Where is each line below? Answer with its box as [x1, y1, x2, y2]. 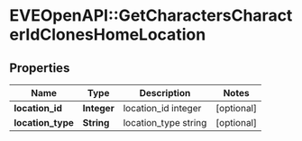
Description [139, 87, 191, 99]
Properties [9, 60, 70, 75]
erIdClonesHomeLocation [9, 24, 206, 45]
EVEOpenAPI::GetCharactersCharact [9, 5, 293, 26]
